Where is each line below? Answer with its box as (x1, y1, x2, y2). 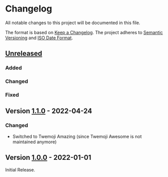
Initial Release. (5, 166, 35, 172)
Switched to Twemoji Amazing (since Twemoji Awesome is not (12, 133, 142, 139)
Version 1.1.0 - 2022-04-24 (5, 107, 92, 116)
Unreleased (5, 49, 43, 58)
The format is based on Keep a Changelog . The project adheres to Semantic (5, 29, 163, 35)
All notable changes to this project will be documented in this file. (5, 20, 141, 26)
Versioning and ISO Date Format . (5, 35, 73, 41)
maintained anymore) (12, 139, 57, 145)
